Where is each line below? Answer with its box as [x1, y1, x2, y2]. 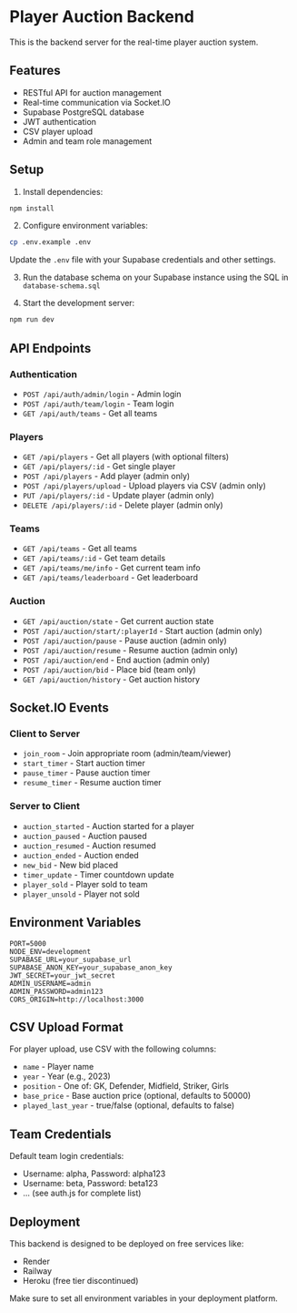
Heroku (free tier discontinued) [22, 1276, 139, 1286]
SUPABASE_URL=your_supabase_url [9, 955, 132, 964]
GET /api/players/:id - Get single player [22, 461, 176, 472]
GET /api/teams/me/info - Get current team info [22, 562, 202, 573]
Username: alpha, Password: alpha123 [22, 1168, 166, 1179]
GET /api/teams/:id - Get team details [22, 553, 166, 564]
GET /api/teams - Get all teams [22, 543, 138, 554]
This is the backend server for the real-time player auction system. [9, 36, 259, 47]
